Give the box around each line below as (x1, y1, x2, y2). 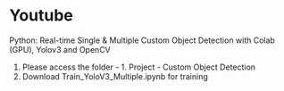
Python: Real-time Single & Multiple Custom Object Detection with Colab (9, 35, 275, 45)
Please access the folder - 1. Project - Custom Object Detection (21, 62, 256, 72)
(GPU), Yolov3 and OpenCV (9, 44, 112, 54)
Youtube (9, 5, 74, 26)
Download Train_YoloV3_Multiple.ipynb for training (21, 70, 208, 81)
